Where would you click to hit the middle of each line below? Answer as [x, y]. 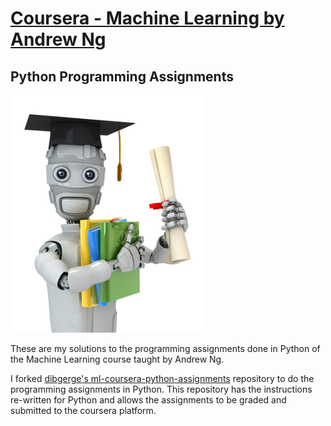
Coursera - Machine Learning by [147, 18]
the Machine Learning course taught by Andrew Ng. [117, 359]
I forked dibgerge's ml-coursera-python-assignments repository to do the [162, 378]
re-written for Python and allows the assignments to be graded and [148, 400]
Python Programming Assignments [122, 76]
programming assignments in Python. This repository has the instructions [161, 389]
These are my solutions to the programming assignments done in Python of [165, 348]
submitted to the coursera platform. [83, 410]
